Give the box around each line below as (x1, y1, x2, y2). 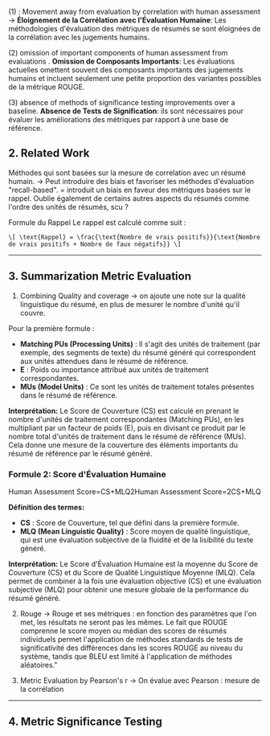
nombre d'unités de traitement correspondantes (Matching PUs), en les (8, 414, 244, 424)
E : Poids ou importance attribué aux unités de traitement (19, 365, 209, 374)
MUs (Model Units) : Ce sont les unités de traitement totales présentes (19, 382, 255, 391)
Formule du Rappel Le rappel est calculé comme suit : (8, 217, 186, 227)
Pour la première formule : (8, 323, 95, 333)
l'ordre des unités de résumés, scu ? (8, 202, 129, 211)
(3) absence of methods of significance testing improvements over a (8, 98, 235, 107)
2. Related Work (8, 146, 90, 160)
